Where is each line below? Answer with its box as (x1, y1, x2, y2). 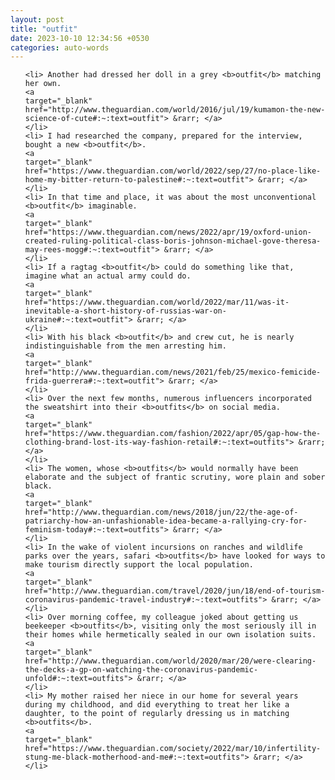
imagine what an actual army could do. (24, 271, 192, 281)
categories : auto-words (10, 42, 110, 53)
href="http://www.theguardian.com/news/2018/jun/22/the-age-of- (24, 507, 299, 518)
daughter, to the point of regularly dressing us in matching (24, 709, 290, 719)
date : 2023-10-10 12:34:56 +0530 (10, 33, 150, 43)
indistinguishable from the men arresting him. (24, 341, 227, 351)
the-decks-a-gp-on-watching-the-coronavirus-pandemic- (24, 665, 259, 675)
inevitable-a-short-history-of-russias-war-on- (24, 306, 227, 316)
